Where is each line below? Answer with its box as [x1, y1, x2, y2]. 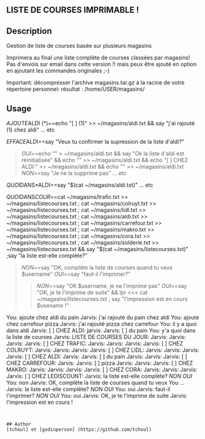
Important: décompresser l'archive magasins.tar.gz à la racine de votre [6, 79, 185, 87]
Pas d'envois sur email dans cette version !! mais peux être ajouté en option [6, 61, 197, 68]
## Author [6, 421, 32, 427]
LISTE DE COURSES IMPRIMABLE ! [6, 5, 140, 15]
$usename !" [36, 302, 69, 309]
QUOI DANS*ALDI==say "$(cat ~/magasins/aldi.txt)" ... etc [6, 181, 154, 189]
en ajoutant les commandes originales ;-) [6, 67, 110, 74]
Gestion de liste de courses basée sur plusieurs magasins [6, 42, 152, 50]
